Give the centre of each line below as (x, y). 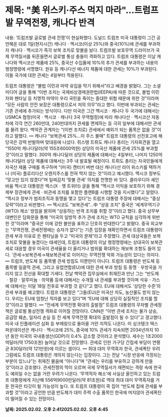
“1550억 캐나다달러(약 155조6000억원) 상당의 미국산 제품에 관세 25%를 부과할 (82, 148)
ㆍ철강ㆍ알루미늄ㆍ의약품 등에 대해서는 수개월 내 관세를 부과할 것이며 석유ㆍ (79, 280)
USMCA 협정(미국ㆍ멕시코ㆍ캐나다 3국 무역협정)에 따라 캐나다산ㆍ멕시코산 (78, 117)
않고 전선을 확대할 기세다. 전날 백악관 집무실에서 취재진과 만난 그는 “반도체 (86, 273)
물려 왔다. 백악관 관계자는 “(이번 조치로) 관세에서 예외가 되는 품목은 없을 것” (84, 129)
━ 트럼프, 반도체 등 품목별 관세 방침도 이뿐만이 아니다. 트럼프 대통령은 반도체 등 (82, 261)
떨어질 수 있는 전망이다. (33, 398)
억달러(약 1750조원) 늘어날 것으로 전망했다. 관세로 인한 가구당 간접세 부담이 (78, 342)
